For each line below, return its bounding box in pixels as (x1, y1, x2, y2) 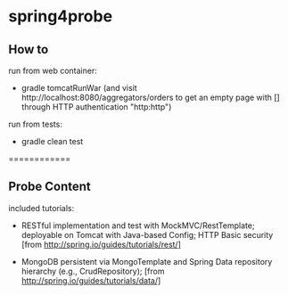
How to (8, 42, 49, 57)
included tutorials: (8, 202, 75, 213)
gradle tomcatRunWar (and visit (21, 83, 137, 93)
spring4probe (8, 6, 113, 27)
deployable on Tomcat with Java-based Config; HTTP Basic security (21, 229, 274, 240)
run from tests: (8, 119, 63, 129)
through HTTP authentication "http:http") (21, 102, 172, 112)
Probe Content (8, 179, 91, 194)
